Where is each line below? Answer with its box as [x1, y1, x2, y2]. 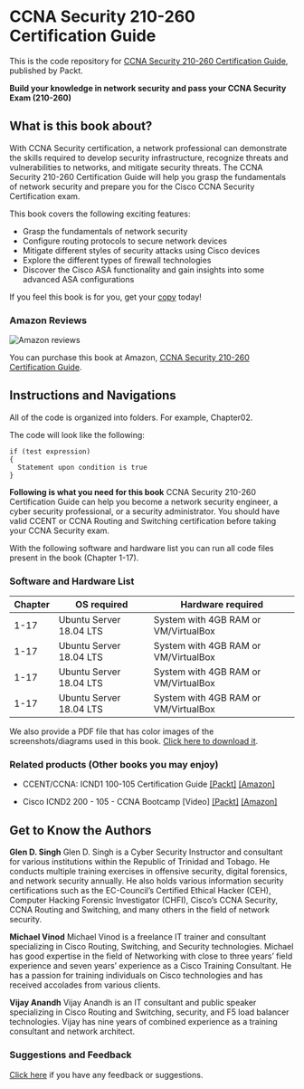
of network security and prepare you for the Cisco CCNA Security [9, 181, 255, 192]
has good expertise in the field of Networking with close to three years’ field [9, 950, 293, 961]
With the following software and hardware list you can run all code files [9, 542, 274, 553]
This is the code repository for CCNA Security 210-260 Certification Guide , [9, 55, 289, 66]
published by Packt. [9, 65, 83, 76]
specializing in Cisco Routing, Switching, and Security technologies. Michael [9, 941, 294, 952]
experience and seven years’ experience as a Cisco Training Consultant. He [9, 960, 292, 971]
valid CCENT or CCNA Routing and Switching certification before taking [9, 515, 277, 526]
